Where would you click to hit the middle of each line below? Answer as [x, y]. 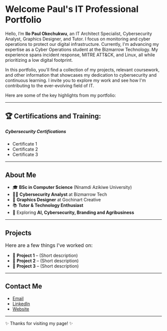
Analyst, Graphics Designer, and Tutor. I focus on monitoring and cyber [78, 39]
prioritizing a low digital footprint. [39, 60]
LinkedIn [21, 304]
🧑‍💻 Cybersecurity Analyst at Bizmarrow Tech [60, 194]
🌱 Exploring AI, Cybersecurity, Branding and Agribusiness [73, 212]
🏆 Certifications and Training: [53, 116]
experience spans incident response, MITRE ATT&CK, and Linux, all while [80, 55]
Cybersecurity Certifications [36, 131]
